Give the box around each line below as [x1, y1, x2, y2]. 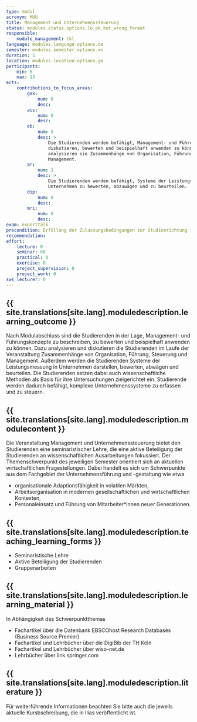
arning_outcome [6, 316, 67, 326]
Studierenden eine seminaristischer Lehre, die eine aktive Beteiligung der [6, 446, 183, 453]
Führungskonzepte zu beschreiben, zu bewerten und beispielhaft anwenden [6, 339, 191, 346]
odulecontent [6, 424, 57, 434]
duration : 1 [6, 52, 35, 58]
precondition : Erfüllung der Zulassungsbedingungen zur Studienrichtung [6, 227, 188, 233]
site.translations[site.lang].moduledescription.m [6, 415, 189, 424]
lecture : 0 [16, 243, 43, 250]
